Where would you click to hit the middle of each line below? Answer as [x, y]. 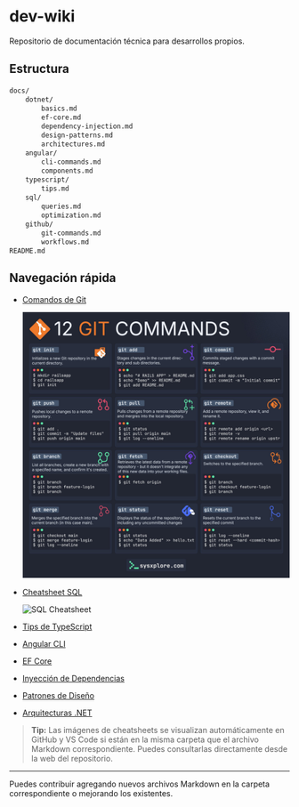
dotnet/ [39, 100]
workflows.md [65, 242]
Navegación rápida [63, 278]
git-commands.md [71, 233]
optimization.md [71, 215]
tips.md [55, 189]
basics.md [59, 109]
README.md [28, 251]
